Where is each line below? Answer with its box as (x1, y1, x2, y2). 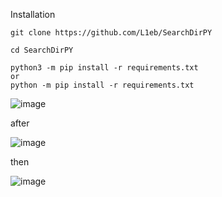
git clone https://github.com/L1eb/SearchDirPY (10, 28, 213, 38)
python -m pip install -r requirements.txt (10, 80, 195, 90)
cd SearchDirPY (10, 45, 74, 55)
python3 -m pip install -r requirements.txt (10, 63, 199, 73)
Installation (10, 9, 56, 20)
